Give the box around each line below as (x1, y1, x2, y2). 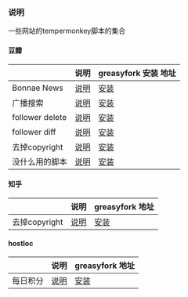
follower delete (12, 111, 67, 122)
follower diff (12, 126, 56, 137)
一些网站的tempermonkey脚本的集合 (8, 26, 126, 36)
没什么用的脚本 (12, 156, 68, 167)
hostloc (8, 239, 34, 248)
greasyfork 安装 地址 (98, 67, 176, 78)
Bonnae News (12, 82, 64, 93)
